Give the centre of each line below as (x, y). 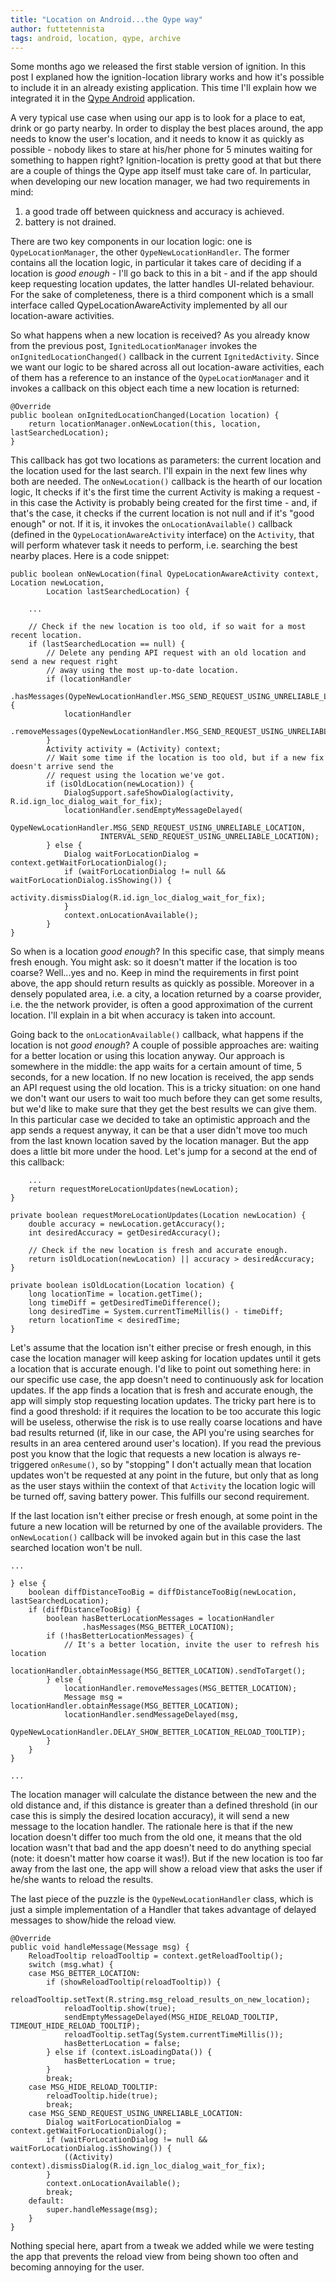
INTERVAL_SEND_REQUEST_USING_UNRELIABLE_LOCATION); (209, 837)
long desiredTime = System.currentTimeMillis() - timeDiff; (156, 1312)
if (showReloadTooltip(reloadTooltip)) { (134, 1982)
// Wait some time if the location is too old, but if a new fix (185, 758)
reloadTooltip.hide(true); (102, 2096)
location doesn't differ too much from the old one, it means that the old (156, 1837)
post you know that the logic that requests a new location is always (148, 1454)
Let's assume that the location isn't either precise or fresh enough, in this (161, 1348)
